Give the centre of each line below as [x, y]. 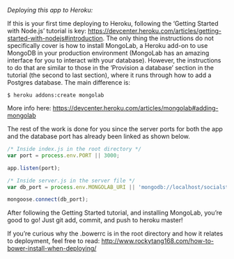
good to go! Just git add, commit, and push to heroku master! [95, 220]
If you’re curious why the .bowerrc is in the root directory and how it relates [115, 234]
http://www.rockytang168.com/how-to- [158, 241]
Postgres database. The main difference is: [69, 82]
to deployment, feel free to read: [54, 241]
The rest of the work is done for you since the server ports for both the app [115, 129]
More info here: [29, 108]
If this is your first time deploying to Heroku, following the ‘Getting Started [113, 23]
